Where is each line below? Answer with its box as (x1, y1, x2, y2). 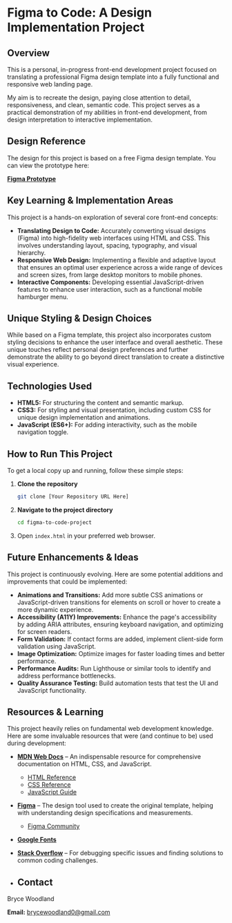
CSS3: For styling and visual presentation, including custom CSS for (17, 406, 212, 414)
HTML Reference (27, 773, 77, 782)
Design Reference (7, 136, 86, 147)
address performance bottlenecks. (17, 671, 116, 680)
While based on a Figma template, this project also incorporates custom (7, 330, 212, 339)
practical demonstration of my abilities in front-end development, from (7, 109, 207, 116)
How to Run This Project (7, 448, 113, 460)
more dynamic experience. (17, 605, 94, 613)
